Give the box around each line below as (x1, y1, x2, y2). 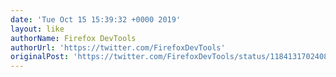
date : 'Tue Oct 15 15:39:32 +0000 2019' (10, 14, 182, 25)
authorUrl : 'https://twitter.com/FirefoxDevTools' (10, 42, 226, 53)
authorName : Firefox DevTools (10, 33, 137, 43)
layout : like (10, 24, 65, 34)
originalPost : (10, 52, 70, 62)
